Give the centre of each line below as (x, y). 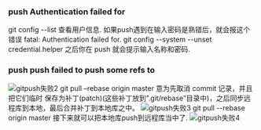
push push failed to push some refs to (82, 70)
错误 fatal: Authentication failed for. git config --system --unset (110, 40)
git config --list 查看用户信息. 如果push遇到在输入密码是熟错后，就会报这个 (129, 30)
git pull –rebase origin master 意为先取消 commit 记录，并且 (156, 88)
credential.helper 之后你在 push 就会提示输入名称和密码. (99, 49)
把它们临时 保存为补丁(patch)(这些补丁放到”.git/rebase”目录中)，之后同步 (126, 98)
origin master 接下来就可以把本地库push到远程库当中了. (98, 117)
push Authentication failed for (67, 12)
